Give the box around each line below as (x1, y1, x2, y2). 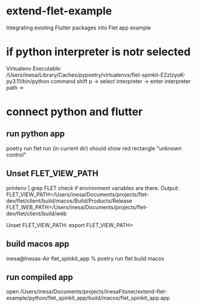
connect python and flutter (6, 105, 143, 119)
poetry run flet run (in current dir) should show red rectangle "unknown (6, 145, 182, 152)
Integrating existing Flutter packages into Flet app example (6, 24, 151, 31)
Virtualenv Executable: (6, 65, 62, 72)
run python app (6, 129, 65, 139)
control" (6, 151, 26, 158)
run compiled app (6, 272, 74, 282)
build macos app (6, 239, 69, 249)
